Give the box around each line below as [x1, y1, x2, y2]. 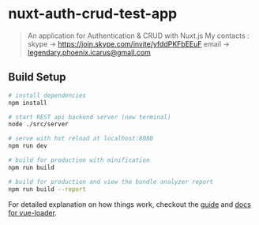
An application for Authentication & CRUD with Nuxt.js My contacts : [27, 31, 250, 40]
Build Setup [8, 70, 66, 84]
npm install [8, 99, 47, 107]
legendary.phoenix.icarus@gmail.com [27, 47, 152, 57]
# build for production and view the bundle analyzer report [8, 178, 214, 186]
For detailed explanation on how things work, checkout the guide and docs [8, 199, 251, 209]
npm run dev [8, 142, 47, 150]
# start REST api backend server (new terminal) [8, 113, 171, 121]
